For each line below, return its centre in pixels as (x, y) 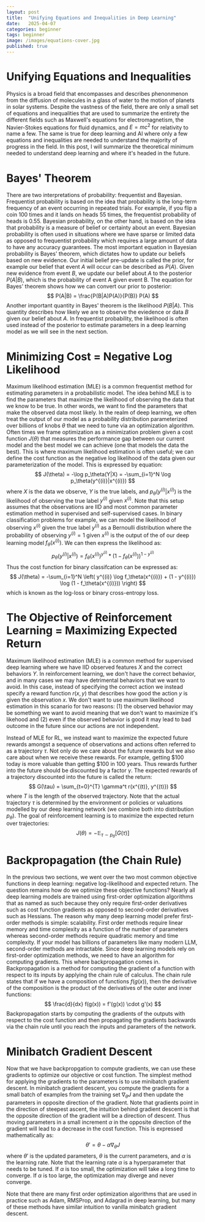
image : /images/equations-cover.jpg (53, 41)
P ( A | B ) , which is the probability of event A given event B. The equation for (99, 280)
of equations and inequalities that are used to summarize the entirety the (98, 113)
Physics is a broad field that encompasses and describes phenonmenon (97, 93)
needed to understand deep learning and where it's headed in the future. (98, 153)
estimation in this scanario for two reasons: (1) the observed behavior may (100, 706)
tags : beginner (26, 35)
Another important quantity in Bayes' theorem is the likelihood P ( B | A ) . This (100, 306)
